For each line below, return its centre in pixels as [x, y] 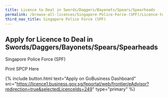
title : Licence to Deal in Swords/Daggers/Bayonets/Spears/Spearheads [80, 10]
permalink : [16, 14]
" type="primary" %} [114, 89]
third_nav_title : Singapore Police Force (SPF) [56, 19]
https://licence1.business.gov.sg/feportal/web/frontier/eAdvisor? [83, 84]
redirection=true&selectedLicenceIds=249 [49, 89]
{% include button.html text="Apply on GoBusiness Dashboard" [70, 78]
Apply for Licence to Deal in [49, 39]
